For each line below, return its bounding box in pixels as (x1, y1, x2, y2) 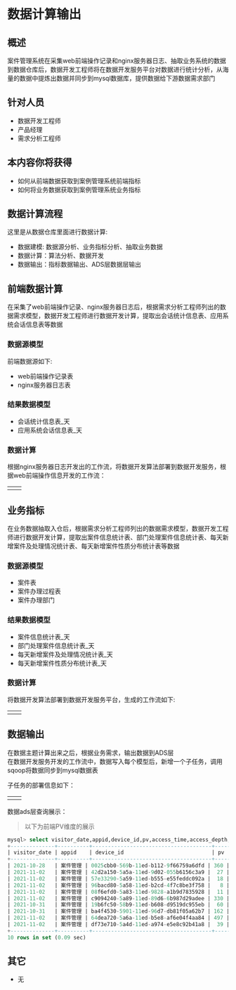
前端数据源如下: (7, 357, 53, 365)
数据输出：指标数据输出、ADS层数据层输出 (17, 260, 142, 269)
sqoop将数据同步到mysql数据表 (7, 766, 98, 774)
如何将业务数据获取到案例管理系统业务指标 (17, 185, 141, 194)
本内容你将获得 (7, 157, 72, 169)
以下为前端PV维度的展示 (24, 822, 95, 831)
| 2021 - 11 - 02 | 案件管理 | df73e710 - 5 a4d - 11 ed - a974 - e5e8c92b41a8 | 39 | (7, 921, 230, 928)
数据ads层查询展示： (7, 807, 67, 815)
